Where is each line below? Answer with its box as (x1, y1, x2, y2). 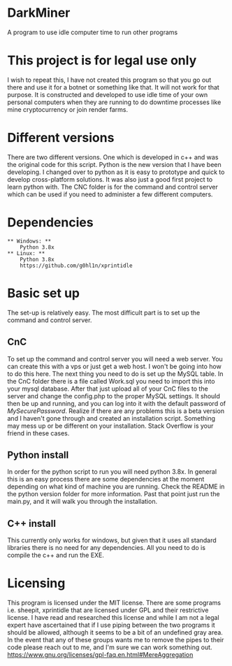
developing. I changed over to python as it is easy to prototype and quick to (7, 168, 225, 176)
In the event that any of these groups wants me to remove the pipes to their (7, 636, 224, 644)
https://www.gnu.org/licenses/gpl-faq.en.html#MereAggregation (7, 651, 194, 659)
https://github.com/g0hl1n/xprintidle (20, 262, 133, 269)
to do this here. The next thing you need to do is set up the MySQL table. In (7, 369, 224, 378)
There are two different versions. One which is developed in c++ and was (7, 152, 219, 161)
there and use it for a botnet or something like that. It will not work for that (7, 82, 220, 92)
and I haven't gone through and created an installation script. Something (7, 414, 215, 422)
